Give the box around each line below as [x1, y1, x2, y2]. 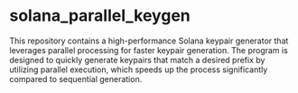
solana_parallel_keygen [9, 5, 191, 26]
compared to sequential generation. [9, 73, 143, 84]
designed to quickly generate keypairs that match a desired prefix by [9, 54, 265, 65]
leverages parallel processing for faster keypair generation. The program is [9, 44, 289, 55]
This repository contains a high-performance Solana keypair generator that [9, 35, 289, 46]
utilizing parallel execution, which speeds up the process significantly [9, 64, 268, 75]
